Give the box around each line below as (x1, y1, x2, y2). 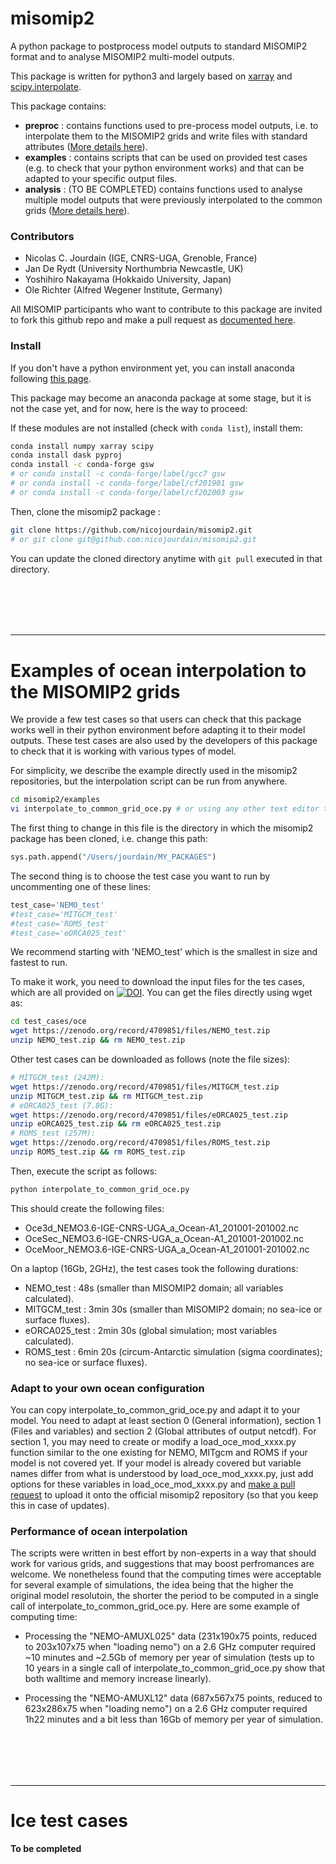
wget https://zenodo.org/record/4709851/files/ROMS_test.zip (10, 1138, 271, 1148)
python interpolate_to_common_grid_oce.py (10, 1184, 190, 1194)
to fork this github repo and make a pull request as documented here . (10, 314, 297, 326)
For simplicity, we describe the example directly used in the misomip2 (10, 765, 298, 777)
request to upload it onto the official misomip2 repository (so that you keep (10, 1489, 319, 1501)
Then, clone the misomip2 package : (10, 505, 161, 517)
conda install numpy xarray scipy (10, 441, 155, 451)
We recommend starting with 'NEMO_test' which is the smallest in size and (10, 946, 318, 958)
